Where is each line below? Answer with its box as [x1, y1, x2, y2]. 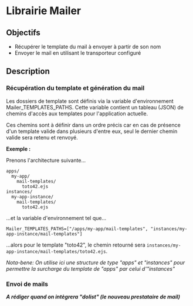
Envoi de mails [6, 280, 49, 288]
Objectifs [6, 28, 41, 38]
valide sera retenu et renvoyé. [6, 134, 78, 141]
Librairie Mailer [6, 4, 81, 18]
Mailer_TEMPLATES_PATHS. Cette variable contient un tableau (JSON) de [6, 104, 184, 111]
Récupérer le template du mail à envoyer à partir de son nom [14, 43, 161, 50]
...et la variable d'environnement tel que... [6, 214, 107, 221]
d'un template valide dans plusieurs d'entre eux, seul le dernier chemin [6, 128, 178, 135]
